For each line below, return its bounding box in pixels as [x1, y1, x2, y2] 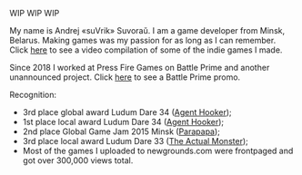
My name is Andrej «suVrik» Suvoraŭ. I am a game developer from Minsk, [9, 25, 285, 35]
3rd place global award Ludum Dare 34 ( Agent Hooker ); [22, 107, 232, 117]
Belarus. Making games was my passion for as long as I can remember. [9, 35, 277, 45]
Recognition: [9, 90, 57, 100]
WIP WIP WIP [9, 8, 60, 18]
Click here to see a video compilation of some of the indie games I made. [9, 44, 283, 55]
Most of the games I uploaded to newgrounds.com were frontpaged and [22, 145, 294, 156]
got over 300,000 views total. [22, 155, 134, 166]
